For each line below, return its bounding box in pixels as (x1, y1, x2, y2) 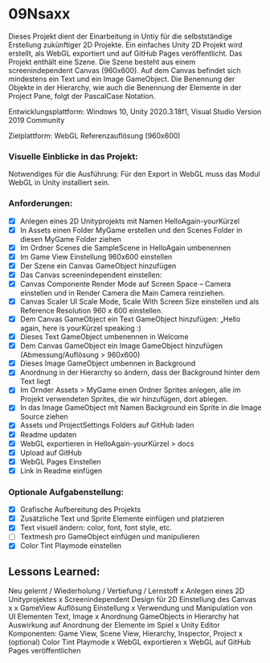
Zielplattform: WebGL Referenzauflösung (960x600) (8, 130, 181, 141)
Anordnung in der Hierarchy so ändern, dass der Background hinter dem (19, 367, 260, 378)
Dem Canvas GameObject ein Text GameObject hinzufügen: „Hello (19, 314, 241, 324)
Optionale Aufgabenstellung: (8, 486, 125, 497)
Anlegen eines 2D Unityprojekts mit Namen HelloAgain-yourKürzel (19, 216, 239, 226)
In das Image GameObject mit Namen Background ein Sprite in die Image (19, 403, 262, 412)
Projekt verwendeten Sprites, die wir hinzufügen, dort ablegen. (19, 395, 229, 404)
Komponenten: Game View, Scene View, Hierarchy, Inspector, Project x (8, 628, 243, 639)
